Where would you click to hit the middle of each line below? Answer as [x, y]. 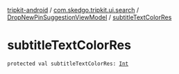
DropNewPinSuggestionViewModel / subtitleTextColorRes [89, 17]
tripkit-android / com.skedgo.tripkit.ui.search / [73, 10]
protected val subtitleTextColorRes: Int [68, 64]
